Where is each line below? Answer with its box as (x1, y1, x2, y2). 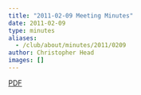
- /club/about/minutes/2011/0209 (15, 42, 127, 49)
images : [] (8, 57, 45, 65)
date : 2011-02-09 (8, 19, 66, 27)
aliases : (8, 34, 37, 42)
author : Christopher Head (8, 49, 94, 57)
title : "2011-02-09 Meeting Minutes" (8, 11, 134, 20)
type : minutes (8, 26, 56, 34)
